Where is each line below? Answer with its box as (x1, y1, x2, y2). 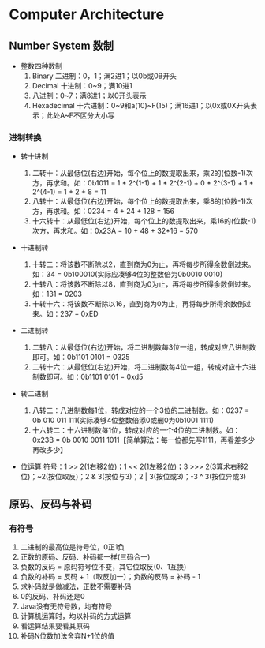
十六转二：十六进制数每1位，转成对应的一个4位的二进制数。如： (32, 425, 241, 435)
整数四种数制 (20, 62, 62, 70)
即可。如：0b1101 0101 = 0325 (32, 353, 130, 362)
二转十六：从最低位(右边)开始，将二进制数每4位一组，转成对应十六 (32, 362, 249, 372)
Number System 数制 (9, 39, 114, 52)
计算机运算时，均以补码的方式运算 (20, 611, 132, 620)
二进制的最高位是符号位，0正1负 (20, 542, 125, 552)
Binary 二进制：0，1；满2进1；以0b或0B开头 (32, 71, 177, 81)
